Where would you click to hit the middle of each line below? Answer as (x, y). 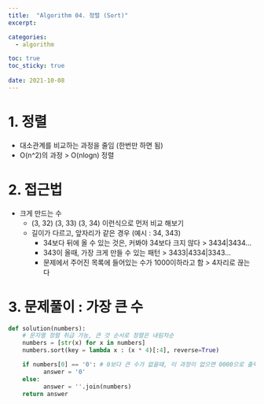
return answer (45, 394)
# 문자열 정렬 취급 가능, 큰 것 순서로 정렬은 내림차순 (98, 335)
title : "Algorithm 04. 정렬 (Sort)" (68, 15)
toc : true (24, 59)
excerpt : (22, 23)
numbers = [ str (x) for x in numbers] (84, 343)
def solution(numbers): (47, 328)
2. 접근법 (35, 189)
